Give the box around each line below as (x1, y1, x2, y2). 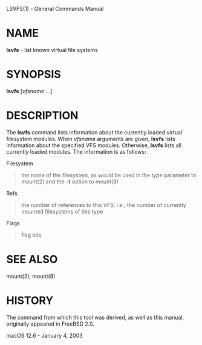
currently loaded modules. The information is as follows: (6, 148, 146, 155)
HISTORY (6, 294, 54, 307)
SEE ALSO (6, 252, 58, 266)
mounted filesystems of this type (21, 208, 103, 215)
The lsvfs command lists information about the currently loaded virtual (6, 128, 183, 136)
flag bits (21, 231, 42, 238)
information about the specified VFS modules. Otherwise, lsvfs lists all (6, 142, 182, 149)
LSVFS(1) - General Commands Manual (6, 5, 104, 12)
